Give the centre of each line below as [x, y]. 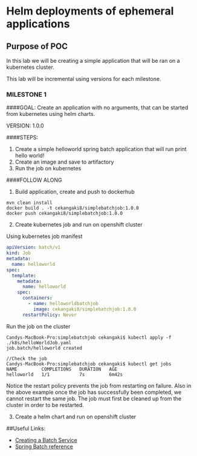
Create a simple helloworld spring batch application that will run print [101, 149]
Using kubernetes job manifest [44, 236]
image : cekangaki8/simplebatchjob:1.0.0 [85, 309]
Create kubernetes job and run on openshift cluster [79, 225]
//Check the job [27, 358]
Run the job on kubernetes [48, 169]
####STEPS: [22, 138]
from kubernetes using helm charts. [51, 114]
